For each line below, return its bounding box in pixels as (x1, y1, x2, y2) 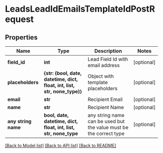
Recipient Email (87, 96, 123, 103)
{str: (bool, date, (44, 70, 82, 76)
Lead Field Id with (87, 56, 128, 62)
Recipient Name (87, 104, 124, 111)
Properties (5, 33, 38, 41)
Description (94, 48, 122, 54)
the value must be (87, 124, 129, 131)
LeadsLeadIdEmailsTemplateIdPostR (5, 3, 155, 15)
